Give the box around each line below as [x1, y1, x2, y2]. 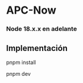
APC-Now [6, 4, 56, 17]
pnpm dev [6, 70, 31, 77]
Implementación [6, 43, 68, 53]
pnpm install [6, 59, 36, 66]
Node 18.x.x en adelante [6, 25, 77, 33]
